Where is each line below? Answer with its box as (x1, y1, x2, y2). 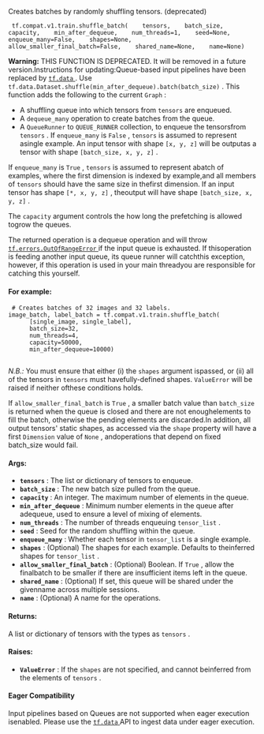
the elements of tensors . (19, 672, 102, 682)
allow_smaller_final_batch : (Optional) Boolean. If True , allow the (19, 560, 235, 569)
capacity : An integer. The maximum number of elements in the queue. (19, 492, 250, 502)
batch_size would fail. (8, 440, 79, 450)
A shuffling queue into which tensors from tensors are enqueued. (19, 106, 232, 114)
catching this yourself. (8, 268, 80, 278)
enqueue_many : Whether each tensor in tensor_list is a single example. (19, 534, 251, 544)
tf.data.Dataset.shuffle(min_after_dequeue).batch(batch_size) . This (8, 82, 240, 91)
